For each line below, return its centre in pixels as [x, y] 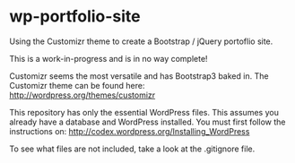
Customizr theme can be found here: [77, 85]
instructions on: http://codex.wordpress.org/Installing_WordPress [130, 131]
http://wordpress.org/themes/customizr [82, 95]
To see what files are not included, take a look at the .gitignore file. [132, 149]
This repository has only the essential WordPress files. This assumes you [144, 112]
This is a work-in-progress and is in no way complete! [108, 58]
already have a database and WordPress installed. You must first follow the [147, 122]
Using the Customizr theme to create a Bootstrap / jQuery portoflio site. [141, 41]
